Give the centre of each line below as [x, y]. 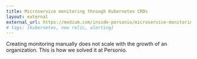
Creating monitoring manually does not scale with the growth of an [86, 44]
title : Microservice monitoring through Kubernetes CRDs [77, 11]
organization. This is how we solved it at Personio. [67, 50]
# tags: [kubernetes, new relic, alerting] [60, 27]
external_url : [23, 22]
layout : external [27, 17]
